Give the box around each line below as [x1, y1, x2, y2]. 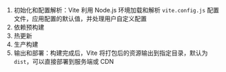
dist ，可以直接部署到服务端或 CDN [13, 58, 114, 65]
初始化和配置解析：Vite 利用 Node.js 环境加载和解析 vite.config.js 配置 [13, 6, 219, 14]
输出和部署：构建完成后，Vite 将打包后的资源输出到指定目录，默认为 [13, 49, 208, 57]
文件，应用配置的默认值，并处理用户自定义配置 [13, 14, 147, 23]
